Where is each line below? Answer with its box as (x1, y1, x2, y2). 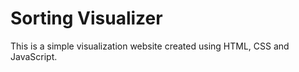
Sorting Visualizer (10, 7, 163, 30)
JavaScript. (10, 50, 58, 62)
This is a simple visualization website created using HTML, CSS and (10, 40, 290, 52)
